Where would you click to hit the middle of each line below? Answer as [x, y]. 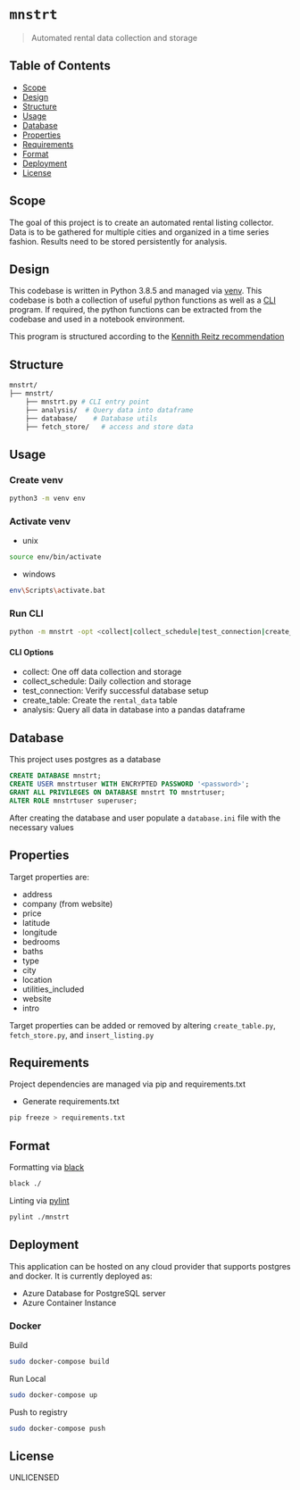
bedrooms [41, 941]
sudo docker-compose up [54, 1394]
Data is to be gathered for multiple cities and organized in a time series [139, 232]
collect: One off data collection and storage [102, 672]
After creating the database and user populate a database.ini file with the [145, 818]
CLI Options [32, 652]
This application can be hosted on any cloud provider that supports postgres [150, 1266]
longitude [40, 932]
